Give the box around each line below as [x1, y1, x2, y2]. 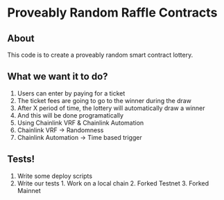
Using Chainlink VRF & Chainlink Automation [17, 118, 144, 127]
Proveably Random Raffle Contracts [7, 5, 218, 21]
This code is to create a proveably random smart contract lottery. [7, 51, 193, 59]
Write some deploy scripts [17, 172, 92, 180]
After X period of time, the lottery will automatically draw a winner [17, 104, 206, 112]
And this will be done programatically [17, 111, 123, 119]
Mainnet [17, 186, 41, 194]
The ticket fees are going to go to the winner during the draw [17, 96, 192, 104]
